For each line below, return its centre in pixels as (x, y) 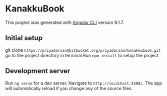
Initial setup (24, 38)
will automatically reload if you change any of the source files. (69, 88)
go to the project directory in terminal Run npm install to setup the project (82, 55)
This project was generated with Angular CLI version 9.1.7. (65, 22)
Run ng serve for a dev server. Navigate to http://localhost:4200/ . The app (84, 83)
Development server (38, 71)
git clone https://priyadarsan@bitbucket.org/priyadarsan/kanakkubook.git (83, 50)
